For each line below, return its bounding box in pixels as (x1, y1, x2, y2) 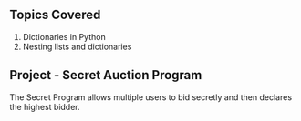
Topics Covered (9, 7, 101, 23)
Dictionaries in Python (22, 31, 107, 42)
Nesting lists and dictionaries (22, 41, 132, 52)
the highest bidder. (9, 101, 80, 112)
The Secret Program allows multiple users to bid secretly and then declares (9, 91, 293, 103)
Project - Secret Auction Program (9, 67, 202, 83)
